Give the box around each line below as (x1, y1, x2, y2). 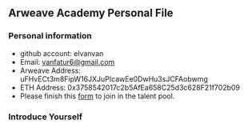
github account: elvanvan (19, 48, 104, 58)
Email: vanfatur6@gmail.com (19, 57, 115, 66)
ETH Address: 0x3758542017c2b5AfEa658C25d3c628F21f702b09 (19, 82, 241, 92)
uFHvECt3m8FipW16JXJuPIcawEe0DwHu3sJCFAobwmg (19, 74, 208, 83)
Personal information (8, 30, 92, 42)
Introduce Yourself (8, 111, 82, 122)
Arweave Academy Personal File (8, 6, 174, 20)
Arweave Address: (19, 66, 82, 75)
